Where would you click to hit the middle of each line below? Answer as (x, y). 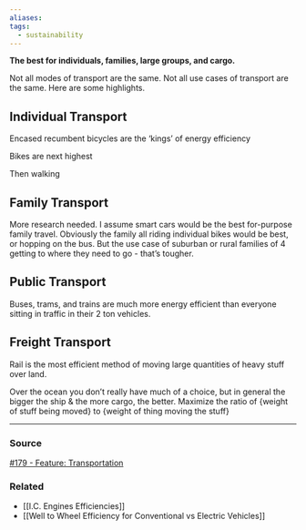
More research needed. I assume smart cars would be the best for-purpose (151, 224)
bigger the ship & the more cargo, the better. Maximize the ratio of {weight (149, 401)
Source (26, 443)
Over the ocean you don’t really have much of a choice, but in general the (148, 392)
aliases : (26, 18)
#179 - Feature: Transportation (66, 463)
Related (27, 486)
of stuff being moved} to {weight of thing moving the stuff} (119, 411)
